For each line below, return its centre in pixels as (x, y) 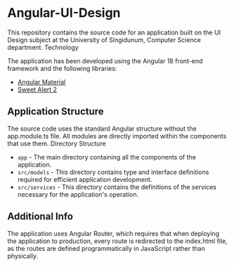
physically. (23, 256)
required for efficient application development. (85, 179)
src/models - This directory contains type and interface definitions (113, 172)
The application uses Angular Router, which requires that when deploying (113, 233)
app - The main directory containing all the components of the (107, 157)
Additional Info (40, 217)
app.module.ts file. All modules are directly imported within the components (117, 136)
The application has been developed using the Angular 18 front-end (105, 60)
